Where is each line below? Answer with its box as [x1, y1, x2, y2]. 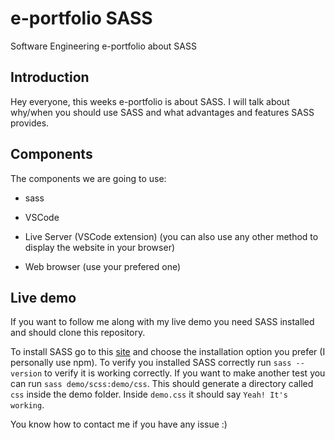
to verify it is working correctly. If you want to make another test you [44, 367, 326, 379]
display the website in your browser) [24, 241, 176, 253]
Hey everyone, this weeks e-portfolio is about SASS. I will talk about [10, 95, 290, 107]
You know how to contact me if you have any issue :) [10, 418, 228, 431]
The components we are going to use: [10, 172, 167, 184]
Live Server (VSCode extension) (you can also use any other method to [24, 230, 319, 242]
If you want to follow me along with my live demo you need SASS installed [10, 316, 315, 328]
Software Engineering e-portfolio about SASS [10, 40, 197, 52]
